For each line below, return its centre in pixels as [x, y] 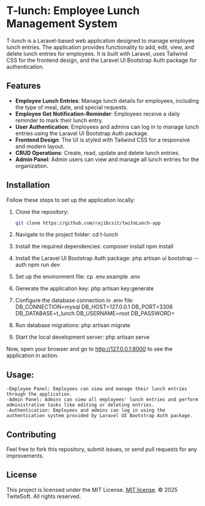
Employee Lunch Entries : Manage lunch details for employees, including [107, 100]
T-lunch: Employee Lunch [73, 11]
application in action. [33, 355]
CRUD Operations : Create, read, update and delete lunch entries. [98, 153]
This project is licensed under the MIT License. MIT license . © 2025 [92, 489]
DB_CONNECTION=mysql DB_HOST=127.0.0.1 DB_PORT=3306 [94, 307]
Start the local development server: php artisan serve [82, 337]
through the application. [39, 395]
